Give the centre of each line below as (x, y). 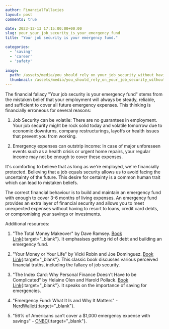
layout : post (19, 15)
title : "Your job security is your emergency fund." (62, 38)
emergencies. (27, 291)
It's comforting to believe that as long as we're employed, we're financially (82, 167)
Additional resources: (27, 224)
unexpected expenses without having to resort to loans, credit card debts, (82, 208)
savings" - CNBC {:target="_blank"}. (50, 321)
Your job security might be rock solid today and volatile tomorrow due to (87, 125)
